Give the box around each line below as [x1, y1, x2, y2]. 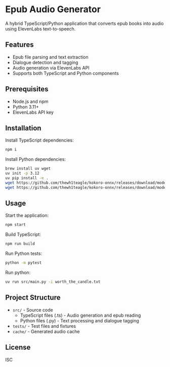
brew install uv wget [5, 166, 51, 171]
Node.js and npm [12, 98, 49, 105]
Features [5, 41, 34, 49]
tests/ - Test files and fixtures [12, 323, 76, 329]
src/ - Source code [12, 307, 53, 313]
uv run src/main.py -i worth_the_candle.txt [5, 279, 101, 285]
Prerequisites [5, 85, 49, 93]
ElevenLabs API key [12, 109, 54, 115]
